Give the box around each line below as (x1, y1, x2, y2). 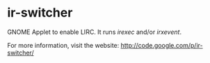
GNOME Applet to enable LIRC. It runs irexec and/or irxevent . (7, 28, 182, 36)
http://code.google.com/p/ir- (120, 41, 203, 49)
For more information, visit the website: (7, 41, 120, 49)
